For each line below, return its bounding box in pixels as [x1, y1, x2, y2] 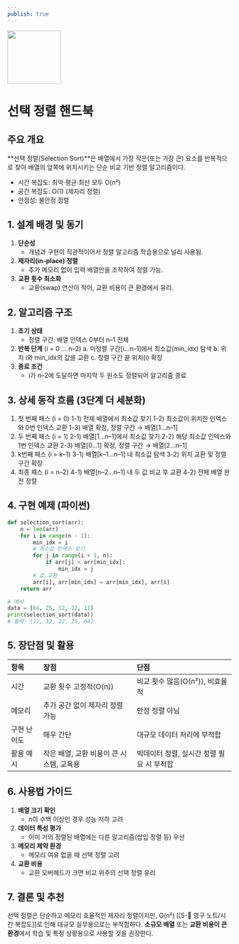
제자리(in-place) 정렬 [17, 257, 78, 265]
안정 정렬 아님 [136, 705, 180, 715]
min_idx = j [58, 565, 94, 573]
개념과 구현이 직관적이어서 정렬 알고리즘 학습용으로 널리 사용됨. [28, 247, 203, 257]
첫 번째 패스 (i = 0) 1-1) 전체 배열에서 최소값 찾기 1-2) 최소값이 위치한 [17, 414, 208, 423]
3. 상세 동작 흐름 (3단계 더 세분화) [7, 394, 146, 406]
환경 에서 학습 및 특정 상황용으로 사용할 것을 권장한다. [7, 929, 154, 938]
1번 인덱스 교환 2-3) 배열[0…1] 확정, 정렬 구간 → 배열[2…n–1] [17, 441, 188, 450]
